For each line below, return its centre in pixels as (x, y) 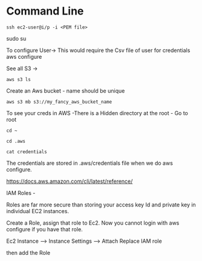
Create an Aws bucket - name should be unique (66, 91)
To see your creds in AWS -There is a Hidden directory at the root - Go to (97, 113)
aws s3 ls (19, 79)
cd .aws (16, 141)
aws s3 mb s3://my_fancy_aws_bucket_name (59, 102)
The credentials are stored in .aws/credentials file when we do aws (90, 163)
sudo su (16, 38)
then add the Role (28, 253)
